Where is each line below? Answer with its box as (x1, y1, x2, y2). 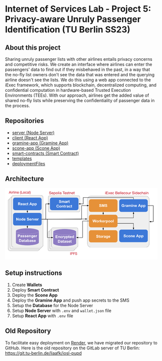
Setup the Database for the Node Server (12, 302, 93, 308)
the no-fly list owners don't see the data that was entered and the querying (5, 72, 155, 77)
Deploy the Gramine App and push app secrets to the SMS (12, 297, 130, 303)
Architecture (5, 175, 44, 183)
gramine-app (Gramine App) (12, 140, 69, 146)
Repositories (5, 117, 44, 125)
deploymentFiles (12, 160, 45, 166)
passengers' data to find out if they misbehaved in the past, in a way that (5, 67, 150, 72)
